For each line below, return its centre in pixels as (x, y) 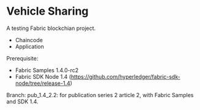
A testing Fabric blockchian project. (51, 28)
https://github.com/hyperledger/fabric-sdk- (125, 76)
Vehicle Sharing (47, 11)
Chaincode (29, 40)
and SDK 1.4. (22, 101)
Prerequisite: (22, 58)
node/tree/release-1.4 (43, 83)
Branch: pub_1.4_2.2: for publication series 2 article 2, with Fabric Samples (100, 95)
